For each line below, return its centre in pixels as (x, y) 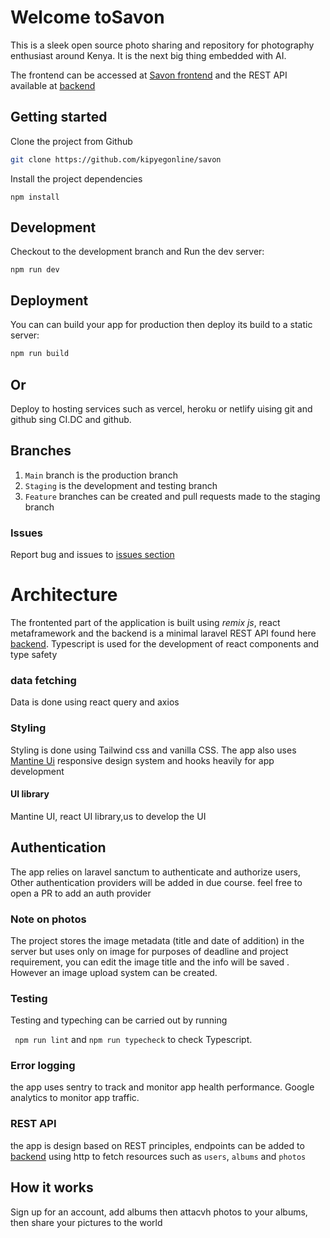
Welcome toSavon (87, 17)
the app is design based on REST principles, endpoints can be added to (157, 1145)
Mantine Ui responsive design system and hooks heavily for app (142, 760)
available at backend (53, 85)
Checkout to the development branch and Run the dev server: (137, 252)
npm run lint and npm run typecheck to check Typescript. (133, 1040)
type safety (34, 654)
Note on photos (48, 919)
